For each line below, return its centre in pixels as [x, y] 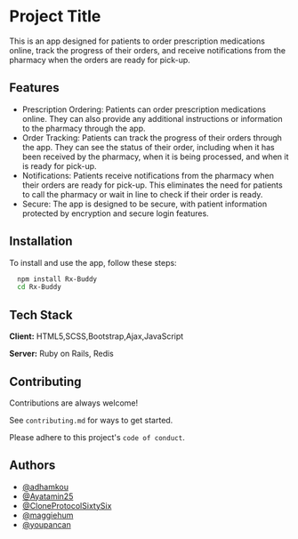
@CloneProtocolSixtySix [67, 505]
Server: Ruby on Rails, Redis [61, 354]
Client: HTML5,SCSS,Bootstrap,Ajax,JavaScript [97, 336]
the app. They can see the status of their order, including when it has [148, 147]
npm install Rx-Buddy [57, 279]
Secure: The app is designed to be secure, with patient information [145, 204]
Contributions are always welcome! [74, 403]
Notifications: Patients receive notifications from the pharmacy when [148, 175]
